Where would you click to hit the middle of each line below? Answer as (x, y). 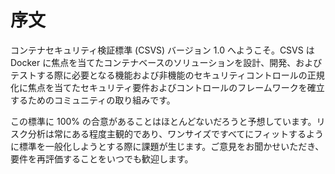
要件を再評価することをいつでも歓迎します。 (102, 158)
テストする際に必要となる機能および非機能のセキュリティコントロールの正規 (167, 75)
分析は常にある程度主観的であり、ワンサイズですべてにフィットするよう (176, 133)
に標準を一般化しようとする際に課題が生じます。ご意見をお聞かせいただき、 (167, 146)
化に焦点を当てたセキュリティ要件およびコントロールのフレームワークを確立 (167, 87)
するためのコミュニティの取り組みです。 (93, 100)
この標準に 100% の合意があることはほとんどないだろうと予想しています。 (163, 121)
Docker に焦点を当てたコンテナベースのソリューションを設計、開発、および (166, 62)
